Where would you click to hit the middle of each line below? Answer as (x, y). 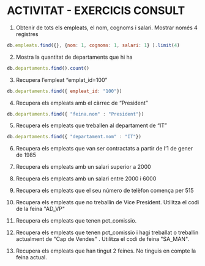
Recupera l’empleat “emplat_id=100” (61, 79)
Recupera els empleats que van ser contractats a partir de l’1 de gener (104, 149)
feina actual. (32, 257)
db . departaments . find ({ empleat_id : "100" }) (65, 91)
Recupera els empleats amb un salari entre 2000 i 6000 (86, 179)
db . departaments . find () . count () (48, 68)
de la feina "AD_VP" (40, 209)
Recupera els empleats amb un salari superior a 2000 (84, 167)
